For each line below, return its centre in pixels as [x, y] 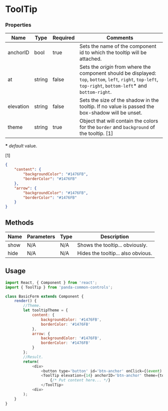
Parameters [41, 237]
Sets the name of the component [118, 46]
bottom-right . [95, 92]
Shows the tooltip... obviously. [112, 245]
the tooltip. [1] [96, 133]
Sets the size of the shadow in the [119, 100]
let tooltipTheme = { [46, 310]
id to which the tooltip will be [113, 53]
